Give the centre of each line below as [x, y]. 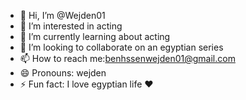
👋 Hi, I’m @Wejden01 [62, 15]
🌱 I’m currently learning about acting [95, 36]
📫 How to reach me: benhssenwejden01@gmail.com [127, 58]
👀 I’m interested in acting [71, 26]
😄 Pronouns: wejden [63, 73]
